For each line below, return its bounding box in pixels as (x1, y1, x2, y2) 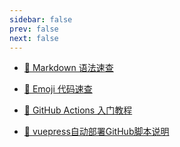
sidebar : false (9, 14, 73, 25)
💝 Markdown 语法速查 (23, 62, 114, 74)
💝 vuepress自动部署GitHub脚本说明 (23, 126, 170, 138)
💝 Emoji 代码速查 (23, 83, 93, 95)
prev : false (9, 24, 59, 34)
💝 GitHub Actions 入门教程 (23, 104, 133, 116)
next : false (9, 33, 59, 43)
